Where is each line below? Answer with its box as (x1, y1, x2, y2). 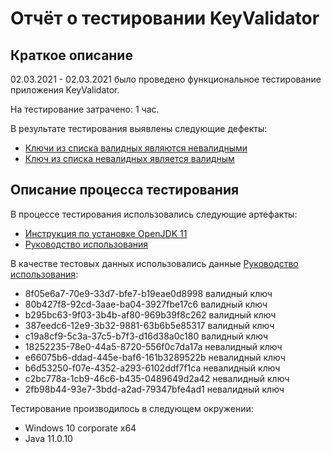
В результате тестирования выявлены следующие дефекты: (10, 123, 268, 134)
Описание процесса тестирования (10, 182, 240, 199)
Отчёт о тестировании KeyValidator (10, 7, 320, 30)
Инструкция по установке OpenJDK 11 (24, 227, 188, 239)
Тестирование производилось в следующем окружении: (10, 402, 254, 414)
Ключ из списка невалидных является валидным (24, 153, 235, 164)
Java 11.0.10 (24, 432, 73, 444)
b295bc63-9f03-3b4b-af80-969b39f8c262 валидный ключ (24, 308, 277, 321)
